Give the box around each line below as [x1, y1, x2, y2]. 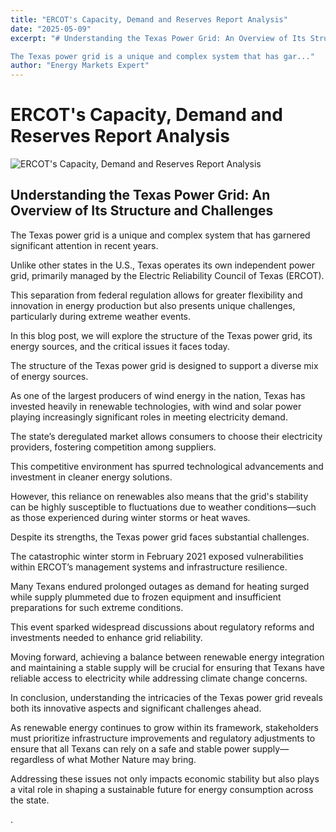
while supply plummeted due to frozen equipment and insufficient [10, 591, 282, 603]
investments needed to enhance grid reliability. [10, 631, 203, 643]
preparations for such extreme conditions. [10, 601, 184, 613]
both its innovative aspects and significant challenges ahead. [10, 702, 262, 714]
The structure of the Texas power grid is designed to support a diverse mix [10, 359, 319, 371]
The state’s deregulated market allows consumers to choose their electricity [10, 430, 323, 442]
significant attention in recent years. [10, 239, 159, 251]
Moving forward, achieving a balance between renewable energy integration [10, 651, 325, 663]
